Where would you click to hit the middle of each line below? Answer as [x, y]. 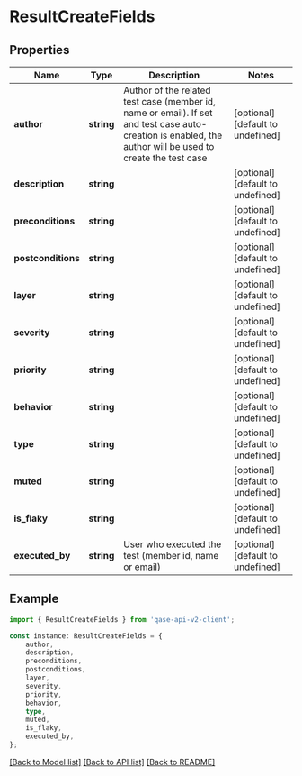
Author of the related [167, 90]
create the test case [165, 158]
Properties [40, 50]
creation [141, 135]
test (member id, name [171, 556]
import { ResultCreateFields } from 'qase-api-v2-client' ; [122, 619]
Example [34, 599]
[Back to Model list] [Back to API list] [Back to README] [112, 762]
